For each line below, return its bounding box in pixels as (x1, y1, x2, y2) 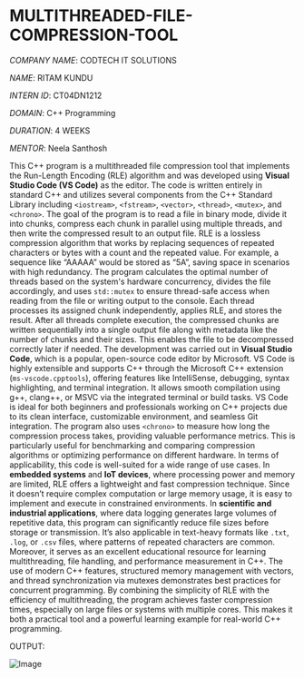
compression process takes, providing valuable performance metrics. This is (9, 430, 296, 441)
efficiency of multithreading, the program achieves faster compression (9, 594, 273, 604)
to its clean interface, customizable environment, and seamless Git (9, 410, 259, 422)
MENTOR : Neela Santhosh (9, 142, 108, 153)
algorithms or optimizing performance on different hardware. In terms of (9, 449, 279, 460)
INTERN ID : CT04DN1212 (9, 90, 103, 101)
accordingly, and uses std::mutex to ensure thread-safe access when (9, 285, 270, 296)
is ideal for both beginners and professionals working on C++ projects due (9, 401, 288, 412)
